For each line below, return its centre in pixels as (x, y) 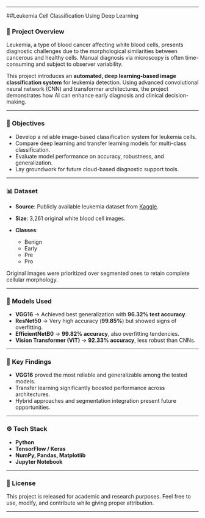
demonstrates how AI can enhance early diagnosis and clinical (85, 96)
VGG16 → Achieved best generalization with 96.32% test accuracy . (101, 314)
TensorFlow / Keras (40, 449)
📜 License (21, 483)
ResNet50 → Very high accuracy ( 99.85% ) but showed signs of (96, 321)
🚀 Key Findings (29, 362)
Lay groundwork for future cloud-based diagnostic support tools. (97, 169)
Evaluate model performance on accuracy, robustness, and (90, 156)
